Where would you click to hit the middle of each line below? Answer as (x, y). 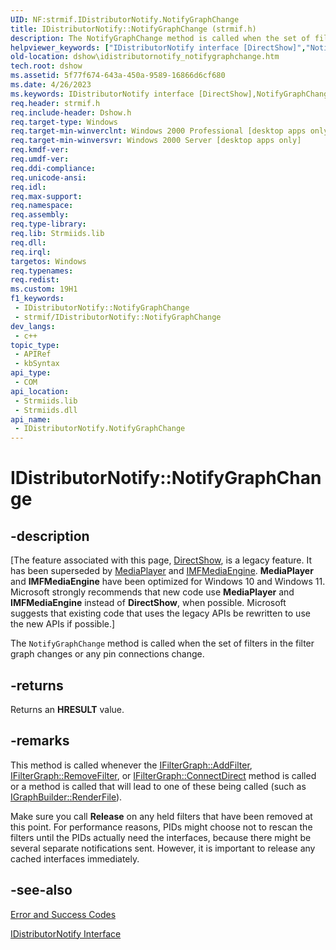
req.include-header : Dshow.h (71, 112)
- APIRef (33, 354)
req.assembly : (40, 215)
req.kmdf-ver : (40, 150)
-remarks (40, 741)
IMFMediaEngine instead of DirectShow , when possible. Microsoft (148, 603)
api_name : (31, 419)
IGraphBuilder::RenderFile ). (66, 797)
